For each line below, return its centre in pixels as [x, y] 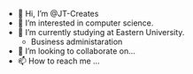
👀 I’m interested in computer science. [85, 23]
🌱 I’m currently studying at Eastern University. [101, 32]
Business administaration [77, 41]
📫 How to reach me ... [58, 61]
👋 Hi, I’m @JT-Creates [58, 14]
